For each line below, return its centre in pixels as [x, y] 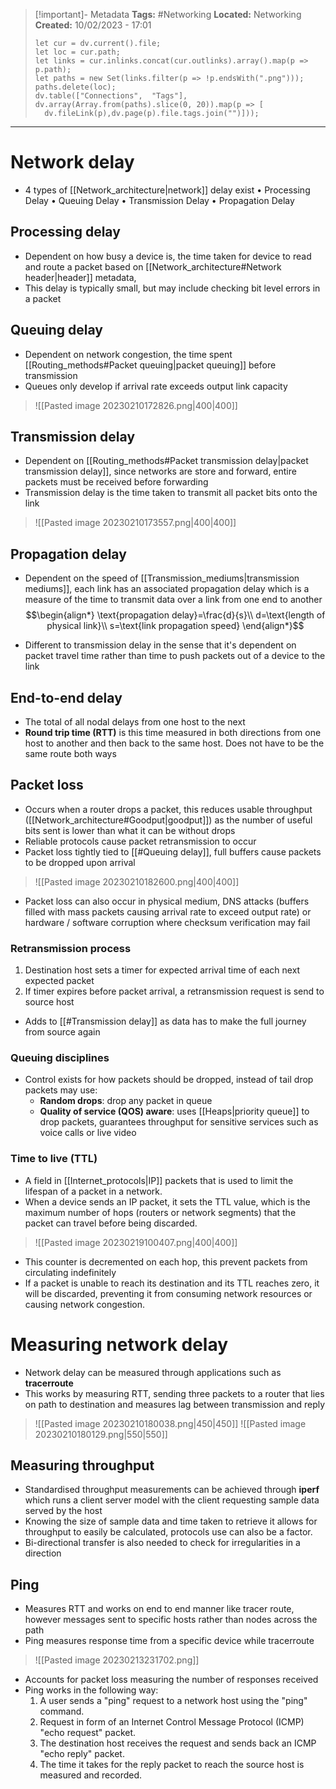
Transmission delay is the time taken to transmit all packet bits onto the [171, 493]
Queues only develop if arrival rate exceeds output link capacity [156, 386]
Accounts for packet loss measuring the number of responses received [171, 1680]
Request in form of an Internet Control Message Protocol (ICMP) [172, 1722]
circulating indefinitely [70, 1272]
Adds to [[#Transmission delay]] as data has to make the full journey [165, 1021]
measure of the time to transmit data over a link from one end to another [173, 600]
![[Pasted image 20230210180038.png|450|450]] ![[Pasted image [170, 1423]
